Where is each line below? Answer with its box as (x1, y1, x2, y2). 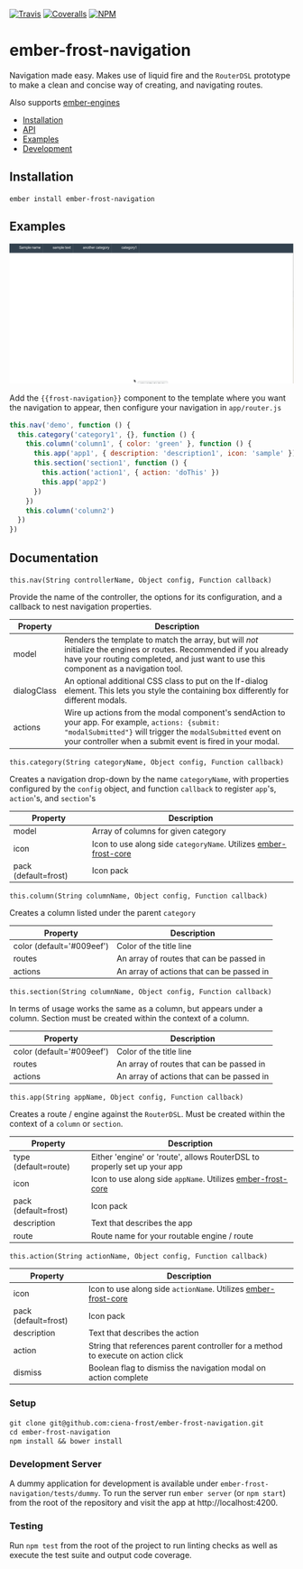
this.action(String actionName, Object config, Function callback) (9, 1252, 269, 1261)
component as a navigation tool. (64, 663, 183, 674)
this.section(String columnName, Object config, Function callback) (9, 988, 272, 997)
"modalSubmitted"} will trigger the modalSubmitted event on (64, 726, 281, 737)
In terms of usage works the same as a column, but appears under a (9, 1003, 263, 1014)
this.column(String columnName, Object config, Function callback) (9, 891, 269, 901)
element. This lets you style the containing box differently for (64, 685, 289, 696)
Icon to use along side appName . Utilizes (90, 1173, 234, 1184)
